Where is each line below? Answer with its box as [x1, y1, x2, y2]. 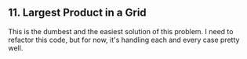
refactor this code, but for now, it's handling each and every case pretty [8, 35, 240, 44]
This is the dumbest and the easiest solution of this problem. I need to [8, 26, 234, 36]
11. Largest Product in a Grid [8, 6, 147, 19]
